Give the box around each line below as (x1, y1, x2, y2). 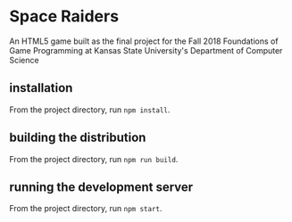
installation (9, 80, 73, 95)
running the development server (9, 179, 194, 194)
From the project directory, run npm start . (9, 203, 163, 214)
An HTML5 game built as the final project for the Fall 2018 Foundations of (9, 36, 279, 46)
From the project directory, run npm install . (9, 104, 171, 115)
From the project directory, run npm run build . (9, 153, 179, 164)
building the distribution (9, 130, 146, 145)
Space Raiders (9, 6, 119, 27)
